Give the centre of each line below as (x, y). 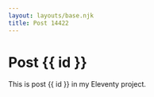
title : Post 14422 (38, 23)
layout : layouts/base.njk (51, 16)
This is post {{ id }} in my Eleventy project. (77, 84)
